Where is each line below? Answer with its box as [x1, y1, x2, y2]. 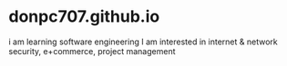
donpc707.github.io [8, 6, 160, 27]
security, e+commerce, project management [8, 45, 176, 56]
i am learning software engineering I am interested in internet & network [8, 36, 279, 47]
